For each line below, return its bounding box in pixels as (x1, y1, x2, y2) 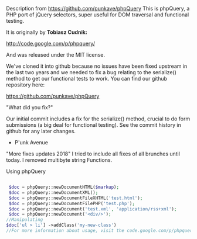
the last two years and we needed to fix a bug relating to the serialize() (6, 69, 177, 75)
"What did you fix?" (6, 104, 53, 110)
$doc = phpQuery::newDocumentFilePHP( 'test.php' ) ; (8, 200, 135, 206)
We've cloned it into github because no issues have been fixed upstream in (6, 63, 188, 70)
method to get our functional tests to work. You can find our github (6, 75, 168, 82)
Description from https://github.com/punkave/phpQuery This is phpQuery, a (6, 5, 190, 12)
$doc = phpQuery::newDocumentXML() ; (8, 189, 98, 195)
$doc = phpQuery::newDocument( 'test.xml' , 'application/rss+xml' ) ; (8, 206, 177, 212)
